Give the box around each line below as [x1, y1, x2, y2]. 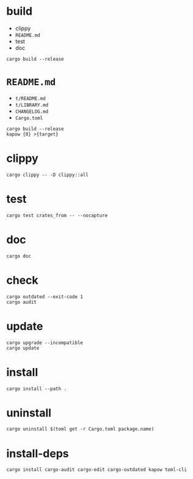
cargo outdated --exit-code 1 [6, 293, 84, 300]
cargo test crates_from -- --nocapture [6, 212, 108, 218]
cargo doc [6, 253, 32, 259]
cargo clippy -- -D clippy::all [6, 172, 89, 178]
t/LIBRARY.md [15, 102, 49, 108]
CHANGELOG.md [15, 109, 49, 115]
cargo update [6, 345, 40, 351]
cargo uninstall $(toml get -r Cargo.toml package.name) [6, 426, 155, 432]
